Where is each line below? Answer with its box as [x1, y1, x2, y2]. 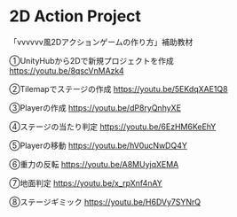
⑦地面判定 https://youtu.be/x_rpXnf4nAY [9, 177, 162, 188]
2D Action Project [9, 6, 142, 27]
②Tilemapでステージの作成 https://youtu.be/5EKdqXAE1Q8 [9, 83, 228, 94]
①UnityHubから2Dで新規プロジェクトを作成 [9, 55, 175, 66]
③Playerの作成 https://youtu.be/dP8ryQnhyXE [9, 102, 182, 112]
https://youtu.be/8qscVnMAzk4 [9, 65, 124, 76]
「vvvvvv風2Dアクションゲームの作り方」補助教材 [9, 36, 194, 47]
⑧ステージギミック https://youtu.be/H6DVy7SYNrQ [9, 197, 201, 207]
